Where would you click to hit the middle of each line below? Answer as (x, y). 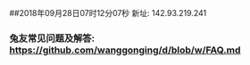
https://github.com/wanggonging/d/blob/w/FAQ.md (125, 50)
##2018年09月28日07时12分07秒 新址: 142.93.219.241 (108, 13)
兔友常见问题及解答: (52, 38)
